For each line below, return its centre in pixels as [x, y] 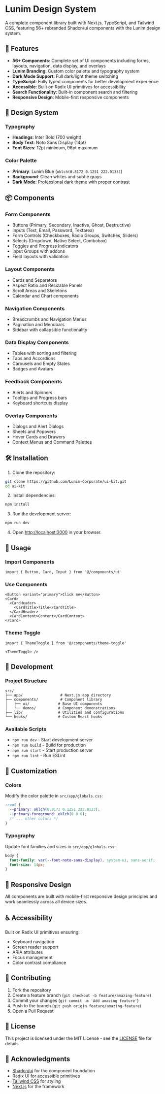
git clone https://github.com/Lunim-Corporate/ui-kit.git [66, 481]
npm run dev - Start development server [52, 740]
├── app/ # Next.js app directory [58, 696]
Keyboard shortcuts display [40, 403]
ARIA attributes [28, 952]
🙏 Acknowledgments [38, 1059]
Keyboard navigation [33, 941]
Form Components [28, 214]
